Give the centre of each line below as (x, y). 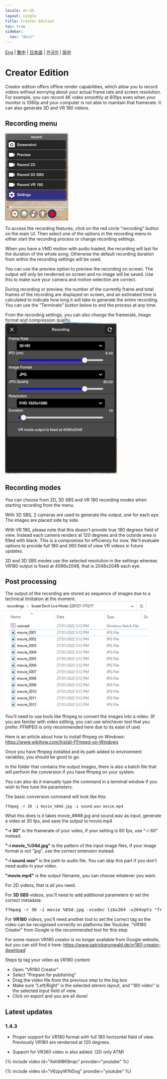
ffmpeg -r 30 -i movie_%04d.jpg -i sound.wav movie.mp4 (64, 806)
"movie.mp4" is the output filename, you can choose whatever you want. (81, 876)
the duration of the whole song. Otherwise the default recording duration (80, 254)
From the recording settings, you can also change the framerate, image (78, 315)
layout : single (21, 16)
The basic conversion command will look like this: (56, 797)
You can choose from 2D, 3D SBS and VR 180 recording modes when (76, 500)
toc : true (15, 26)
